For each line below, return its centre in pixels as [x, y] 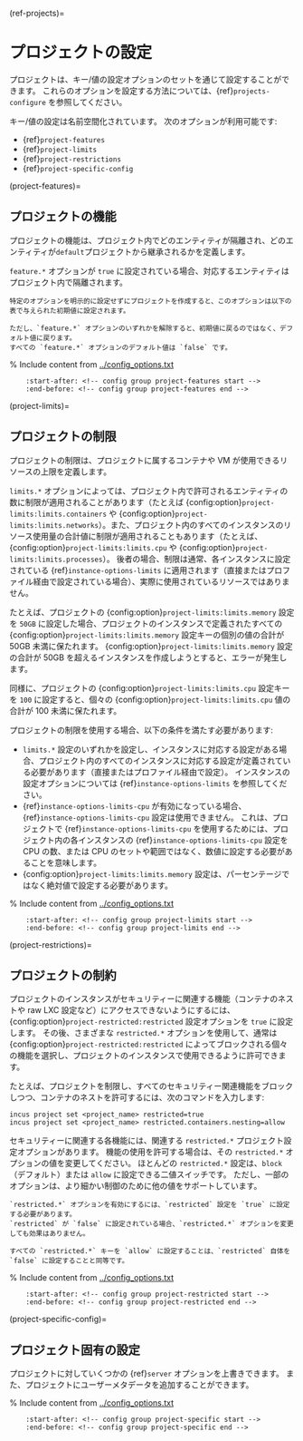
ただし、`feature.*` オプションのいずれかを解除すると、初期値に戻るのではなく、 [145, 328]
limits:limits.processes [56, 560]
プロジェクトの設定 [81, 53]
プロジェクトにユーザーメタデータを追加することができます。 [139, 1385]
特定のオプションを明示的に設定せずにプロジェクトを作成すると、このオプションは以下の [151, 301]
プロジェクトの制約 [63, 975]
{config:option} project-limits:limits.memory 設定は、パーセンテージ [152, 873]
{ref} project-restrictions [72, 159]
